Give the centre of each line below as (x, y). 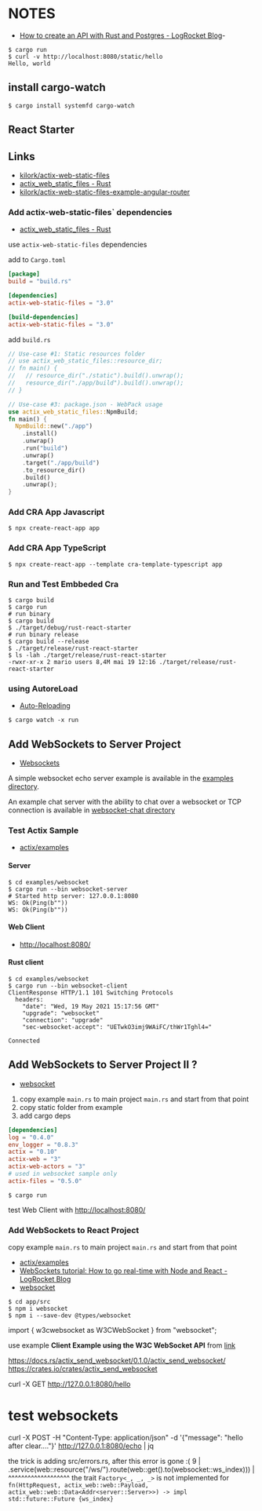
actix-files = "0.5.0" (45, 1181)
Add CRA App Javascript (56, 513)
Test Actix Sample (44, 830)
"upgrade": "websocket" (61, 1013)
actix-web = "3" (35, 1159)
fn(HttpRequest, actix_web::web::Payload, (78, 1485)
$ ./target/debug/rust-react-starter (70, 628)
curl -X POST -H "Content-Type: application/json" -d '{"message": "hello (126, 1438)
